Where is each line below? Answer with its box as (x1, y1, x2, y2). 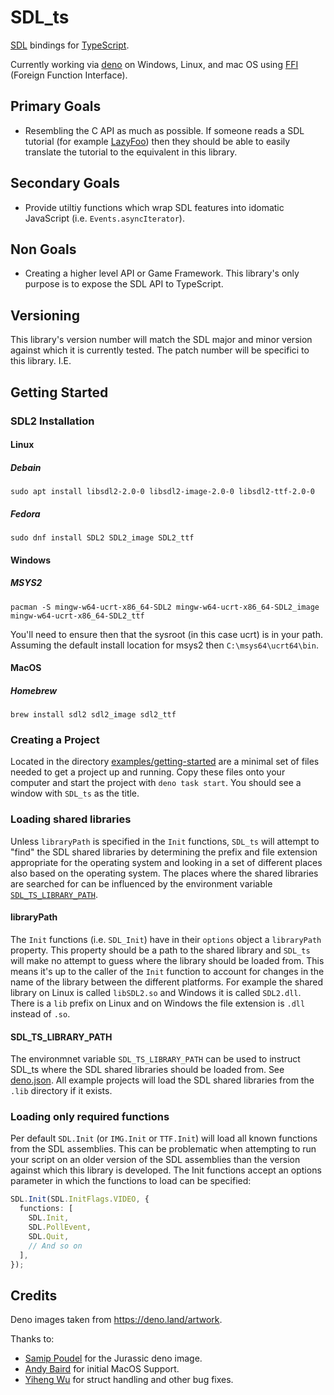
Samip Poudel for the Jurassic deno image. (24, 1352, 203, 1365)
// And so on (28, 1241, 83, 1251)
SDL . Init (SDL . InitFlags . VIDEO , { (10, 1194, 150, 1205)
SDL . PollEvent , (28, 1222, 92, 1233)
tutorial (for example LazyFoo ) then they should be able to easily (24, 135, 291, 147)
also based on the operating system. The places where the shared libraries (10, 867, 319, 879)
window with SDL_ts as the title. (10, 787, 140, 800)
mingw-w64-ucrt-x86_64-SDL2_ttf (10, 611, 145, 621)
